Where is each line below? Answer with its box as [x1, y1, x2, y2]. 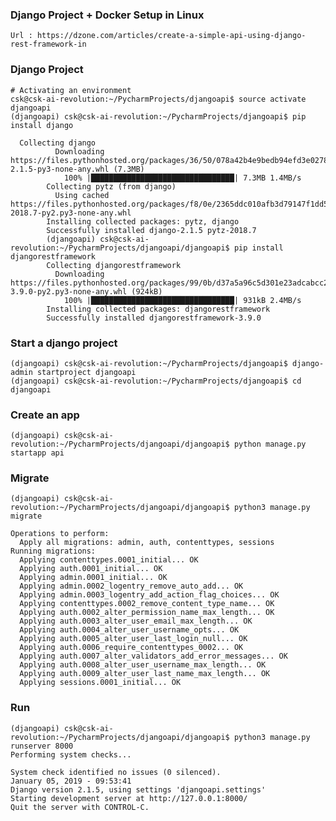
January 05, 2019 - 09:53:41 [10, 776, 132, 786]
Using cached [54, 190, 110, 200]
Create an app [10, 408, 80, 422]
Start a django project [10, 336, 118, 350]
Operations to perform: [10, 529, 110, 539]
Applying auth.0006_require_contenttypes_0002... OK [19, 643, 244, 653]
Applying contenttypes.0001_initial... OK [19, 555, 199, 565]
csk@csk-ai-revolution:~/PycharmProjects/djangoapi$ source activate [10, 94, 307, 104]
